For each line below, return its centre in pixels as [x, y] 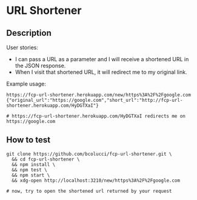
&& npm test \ [29, 170]
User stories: [22, 47]
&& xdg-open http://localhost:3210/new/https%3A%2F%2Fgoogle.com [96, 180]
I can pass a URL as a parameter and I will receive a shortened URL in [102, 59]
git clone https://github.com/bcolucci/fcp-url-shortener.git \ [89, 154]
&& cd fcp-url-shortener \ [46, 159]
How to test [28, 140]
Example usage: [26, 84]
